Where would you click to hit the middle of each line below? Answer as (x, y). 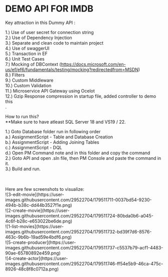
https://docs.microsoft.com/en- (94, 64)
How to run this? (22, 116)
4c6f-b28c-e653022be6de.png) (39, 221)
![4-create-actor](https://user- (37, 258)
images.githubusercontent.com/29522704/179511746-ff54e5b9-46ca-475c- (84, 263)
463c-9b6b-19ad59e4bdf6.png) (38, 237)
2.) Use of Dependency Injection (39, 38)
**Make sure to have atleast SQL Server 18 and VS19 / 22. (66, 122)
